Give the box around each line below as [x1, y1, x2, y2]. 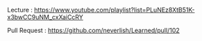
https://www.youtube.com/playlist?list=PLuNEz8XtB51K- [34, 6, 195, 14]
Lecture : [7, 6, 33, 14]
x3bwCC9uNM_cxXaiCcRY [7, 13, 83, 21]
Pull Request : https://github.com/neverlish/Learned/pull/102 [7, 27, 180, 34]
